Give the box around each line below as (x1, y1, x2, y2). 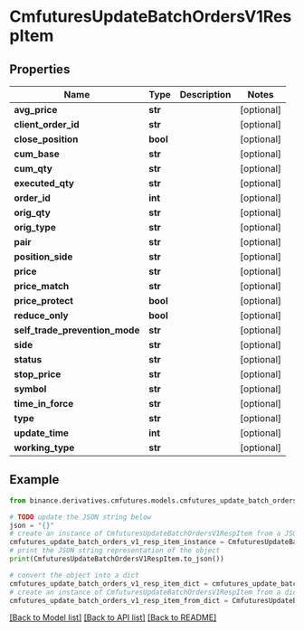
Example (9, 472, 60, 487)
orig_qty (14, 206, 52, 219)
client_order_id (14, 118, 80, 130)
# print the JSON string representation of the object (9, 546, 221, 555)
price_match (14, 280, 70, 292)
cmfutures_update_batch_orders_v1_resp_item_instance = (9, 538, 224, 547)
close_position (14, 133, 79, 146)
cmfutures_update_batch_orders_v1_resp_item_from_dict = (9, 596, 229, 605)
